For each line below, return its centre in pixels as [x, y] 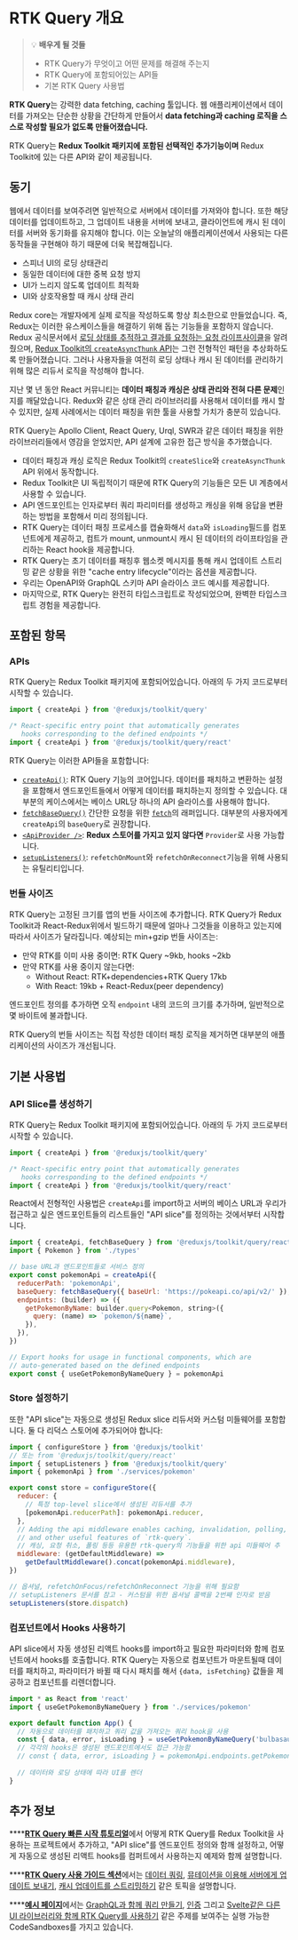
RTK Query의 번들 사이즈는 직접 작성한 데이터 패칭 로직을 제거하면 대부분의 [139, 1034]
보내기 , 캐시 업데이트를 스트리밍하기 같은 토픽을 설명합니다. [134, 1886]
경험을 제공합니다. [70, 604]
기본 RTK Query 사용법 [84, 85]
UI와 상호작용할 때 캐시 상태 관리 [78, 296]
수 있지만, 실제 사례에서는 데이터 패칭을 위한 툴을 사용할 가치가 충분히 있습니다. [145, 411]
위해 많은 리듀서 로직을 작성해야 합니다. [77, 371]
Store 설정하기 [39, 1398]
